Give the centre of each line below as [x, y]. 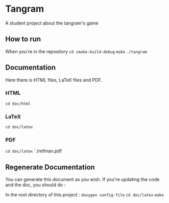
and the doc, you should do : [35, 185]
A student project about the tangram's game [52, 23]
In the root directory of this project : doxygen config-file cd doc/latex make [85, 195]
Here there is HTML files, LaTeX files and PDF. [54, 80]
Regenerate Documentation [50, 167]
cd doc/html [18, 104]
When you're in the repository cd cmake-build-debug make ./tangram [76, 51]
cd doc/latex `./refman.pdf [34, 151]
